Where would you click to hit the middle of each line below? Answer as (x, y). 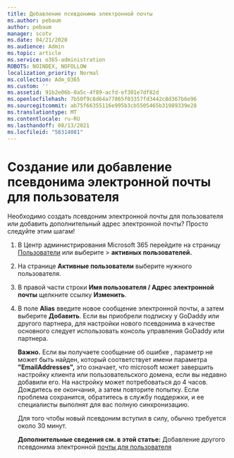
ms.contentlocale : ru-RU (44, 119)
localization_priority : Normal (53, 73)
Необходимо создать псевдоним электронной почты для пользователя (115, 217)
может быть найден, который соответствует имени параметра (112, 360)
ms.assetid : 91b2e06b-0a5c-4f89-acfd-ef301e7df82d (83, 92)
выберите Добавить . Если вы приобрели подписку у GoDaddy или (118, 316)
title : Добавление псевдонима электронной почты (80, 14)
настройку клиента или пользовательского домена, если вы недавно (122, 375)
